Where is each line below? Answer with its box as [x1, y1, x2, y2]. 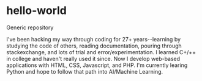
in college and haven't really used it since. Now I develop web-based [6, 55, 181, 62]
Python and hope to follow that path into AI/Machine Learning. [6, 68, 163, 75]
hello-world [6, 4, 67, 18]
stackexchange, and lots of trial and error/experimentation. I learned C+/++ [6, 48, 196, 55]
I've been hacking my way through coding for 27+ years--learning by [6, 35, 181, 43]
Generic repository [6, 24, 54, 31]
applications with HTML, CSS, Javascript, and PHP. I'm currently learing [6, 62, 188, 69]
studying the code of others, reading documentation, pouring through [6, 42, 182, 49]
